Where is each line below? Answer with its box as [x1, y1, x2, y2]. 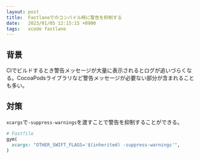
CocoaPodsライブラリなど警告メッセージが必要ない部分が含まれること [16, 74, 195, 82]
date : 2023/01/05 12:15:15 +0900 [6, 20, 96, 26]
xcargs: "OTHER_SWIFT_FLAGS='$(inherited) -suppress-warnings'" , [12, 141, 181, 148]
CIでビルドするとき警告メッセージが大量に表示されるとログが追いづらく [6, 67, 187, 74]
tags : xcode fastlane [6, 25, 67, 32]
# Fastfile [6, 131, 34, 137]
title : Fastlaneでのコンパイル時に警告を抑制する [6, 15, 122, 21]
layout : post [6, 8, 39, 15]
